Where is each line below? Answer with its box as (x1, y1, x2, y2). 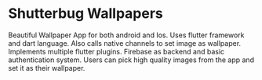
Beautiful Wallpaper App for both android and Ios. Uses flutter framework (8, 30, 245, 40)
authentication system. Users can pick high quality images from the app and (8, 55, 255, 64)
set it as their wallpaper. (8, 63, 86, 72)
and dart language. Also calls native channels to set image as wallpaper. (8, 38, 242, 47)
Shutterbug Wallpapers (8, 5, 163, 23)
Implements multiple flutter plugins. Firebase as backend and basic (8, 47, 225, 56)
